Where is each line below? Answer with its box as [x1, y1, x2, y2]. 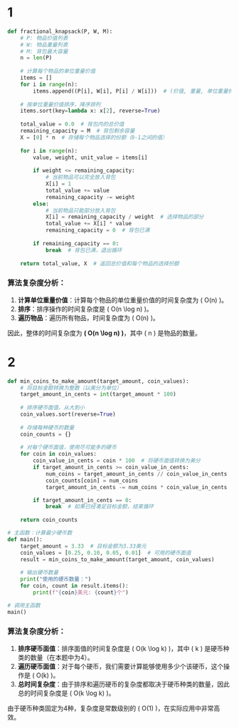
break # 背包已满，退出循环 [45, 247, 122, 254]
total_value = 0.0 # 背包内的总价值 [20, 121, 124, 128]
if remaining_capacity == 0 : [33, 240, 119, 247]
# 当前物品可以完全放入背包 [45, 174, 116, 181]
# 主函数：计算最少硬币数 [7, 529, 73, 537]
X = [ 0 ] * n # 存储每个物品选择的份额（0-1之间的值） [20, 133, 168, 141]
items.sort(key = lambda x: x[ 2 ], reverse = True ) [20, 108, 161, 115]
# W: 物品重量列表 [20, 41, 68, 48]
